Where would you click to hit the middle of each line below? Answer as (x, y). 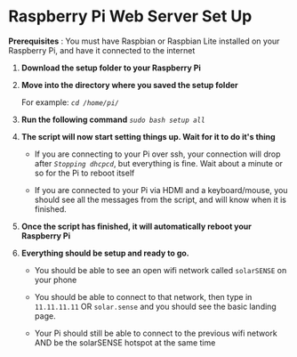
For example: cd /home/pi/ (70, 102)
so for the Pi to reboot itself (84, 173)
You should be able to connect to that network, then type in (143, 296)
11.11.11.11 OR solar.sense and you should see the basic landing (155, 306)
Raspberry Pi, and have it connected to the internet (102, 50)
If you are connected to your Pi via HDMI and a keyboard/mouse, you (161, 190)
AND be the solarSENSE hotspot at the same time (125, 342)
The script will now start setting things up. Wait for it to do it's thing (148, 136)
